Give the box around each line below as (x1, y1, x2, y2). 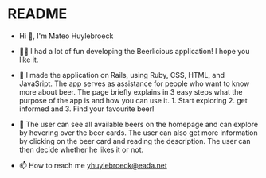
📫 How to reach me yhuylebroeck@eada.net (18, 161, 168, 170)
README (7, 5, 68, 23)
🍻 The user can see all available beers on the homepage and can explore (18, 119, 259, 129)
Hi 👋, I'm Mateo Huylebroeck (18, 31, 114, 41)
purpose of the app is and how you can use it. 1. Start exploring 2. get (18, 95, 248, 105)
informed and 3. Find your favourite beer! (18, 104, 155, 114)
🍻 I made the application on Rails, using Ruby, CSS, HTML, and (18, 70, 225, 79)
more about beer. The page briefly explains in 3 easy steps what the (18, 87, 244, 96)
